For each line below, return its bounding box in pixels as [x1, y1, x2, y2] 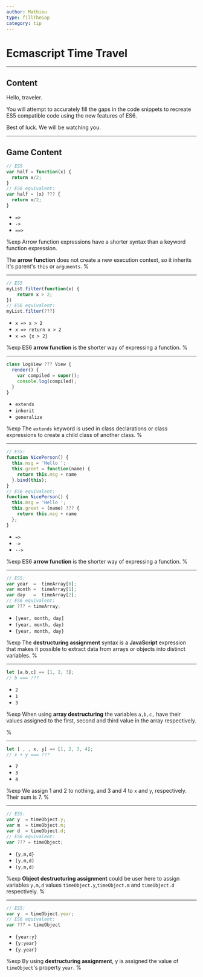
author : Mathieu [6, 8, 47, 15]
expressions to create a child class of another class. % [6, 432, 143, 439]
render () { [11, 367, 39, 373]
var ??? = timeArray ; [6, 604, 61, 610]
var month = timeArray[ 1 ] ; [6, 586, 77, 593]
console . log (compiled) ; [17, 378, 77, 384]
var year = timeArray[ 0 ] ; [6, 581, 77, 587]
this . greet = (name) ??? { [11, 505, 80, 512]
